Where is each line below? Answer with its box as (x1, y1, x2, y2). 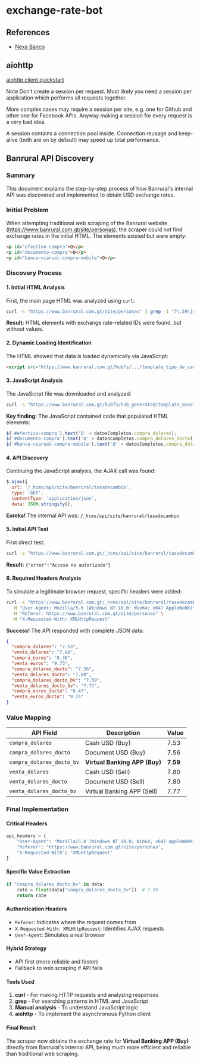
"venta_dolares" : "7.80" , (11, 649, 76, 655)
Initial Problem (6, 206, 49, 215)
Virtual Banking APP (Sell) (85, 787, 158, 795)
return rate (17, 892, 46, 899)
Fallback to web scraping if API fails (14, 965, 103, 972)
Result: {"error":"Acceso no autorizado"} (6, 561, 111, 568)
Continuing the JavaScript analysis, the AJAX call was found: (6, 467, 156, 474)
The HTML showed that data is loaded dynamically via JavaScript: (6, 352, 168, 359)
